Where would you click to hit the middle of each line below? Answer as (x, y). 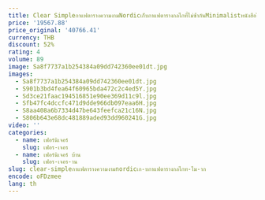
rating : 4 (24, 52)
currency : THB (32, 37)
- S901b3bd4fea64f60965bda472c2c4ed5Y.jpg (86, 89)
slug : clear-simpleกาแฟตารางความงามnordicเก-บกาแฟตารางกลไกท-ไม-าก (107, 169)
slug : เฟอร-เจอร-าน (50, 162)
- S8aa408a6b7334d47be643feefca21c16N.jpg (86, 111)
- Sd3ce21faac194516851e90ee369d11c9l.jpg (86, 96)
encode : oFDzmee (35, 177)
